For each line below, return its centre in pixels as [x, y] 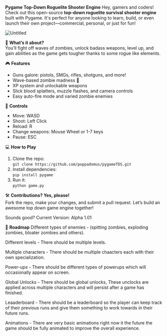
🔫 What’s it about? [24, 43]
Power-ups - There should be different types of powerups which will [75, 267]
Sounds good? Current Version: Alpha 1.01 [48, 217]
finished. [14, 293]
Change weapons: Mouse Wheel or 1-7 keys [58, 132]
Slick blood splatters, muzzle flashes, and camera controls [73, 91]
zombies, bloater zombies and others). [45, 232]
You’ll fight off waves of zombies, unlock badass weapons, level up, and [79, 48]
